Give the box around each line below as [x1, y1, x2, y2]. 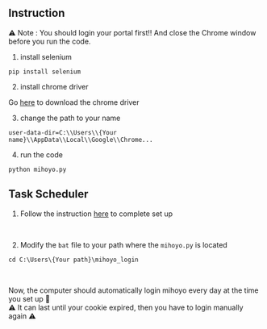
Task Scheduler [8, 187, 89, 201]
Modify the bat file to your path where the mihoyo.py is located [19, 239, 227, 249]
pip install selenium [8, 68, 81, 76]
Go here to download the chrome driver [8, 97, 140, 107]
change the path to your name [19, 113, 121, 123]
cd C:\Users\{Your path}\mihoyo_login [8, 256, 139, 264]
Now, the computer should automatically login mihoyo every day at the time [8, 285, 259, 295]
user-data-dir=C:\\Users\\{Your [8, 128, 117, 136]
